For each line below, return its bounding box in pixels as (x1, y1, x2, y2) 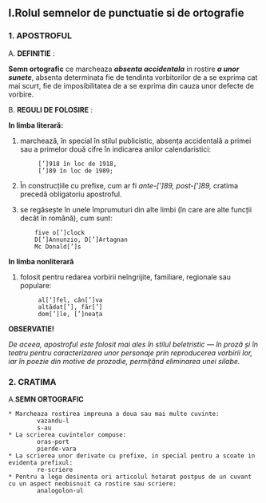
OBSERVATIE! (8, 323, 54, 334)
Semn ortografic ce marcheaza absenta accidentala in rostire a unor (8, 64, 240, 73)
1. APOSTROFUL (8, 30, 72, 42)
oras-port (37, 438, 69, 446)
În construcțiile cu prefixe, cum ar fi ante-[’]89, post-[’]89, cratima (19, 180, 238, 190)
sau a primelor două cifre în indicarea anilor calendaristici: (19, 144, 212, 154)
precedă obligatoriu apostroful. (19, 189, 122, 199)
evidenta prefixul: (8, 458, 73, 466)
